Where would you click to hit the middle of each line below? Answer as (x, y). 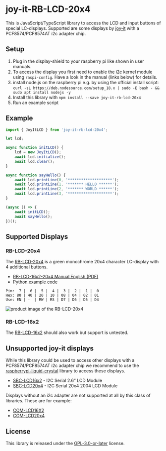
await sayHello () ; (33, 217)
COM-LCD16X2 (28, 410)
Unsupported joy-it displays (50, 348)
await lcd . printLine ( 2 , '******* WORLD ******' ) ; (67, 189)
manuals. (22, 66)
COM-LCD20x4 (29, 416)
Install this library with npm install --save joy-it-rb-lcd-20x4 (77, 97)
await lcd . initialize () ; (40, 157)
